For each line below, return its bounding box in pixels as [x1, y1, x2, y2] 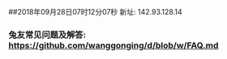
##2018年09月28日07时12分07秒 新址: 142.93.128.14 [8, 7, 182, 16]
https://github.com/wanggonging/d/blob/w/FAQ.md [8, 40, 219, 51]
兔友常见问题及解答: [8, 29, 87, 40]
